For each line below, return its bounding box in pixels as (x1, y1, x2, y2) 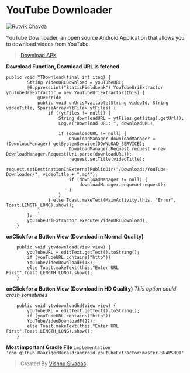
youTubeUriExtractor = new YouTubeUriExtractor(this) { (6, 89, 145, 95)
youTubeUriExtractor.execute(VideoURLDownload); (27, 217, 148, 223)
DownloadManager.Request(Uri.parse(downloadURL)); (6, 151, 132, 157)
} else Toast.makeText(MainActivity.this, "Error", (47, 197, 177, 203)
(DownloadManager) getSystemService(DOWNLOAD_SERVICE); (6, 141, 145, 147)
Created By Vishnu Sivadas (20, 360, 87, 367)
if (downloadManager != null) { (68, 177, 148, 182)
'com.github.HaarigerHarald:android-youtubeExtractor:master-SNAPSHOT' (6, 350, 184, 355)
